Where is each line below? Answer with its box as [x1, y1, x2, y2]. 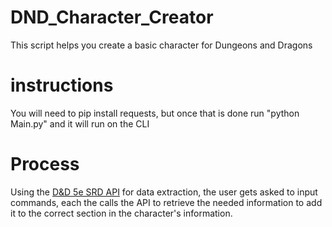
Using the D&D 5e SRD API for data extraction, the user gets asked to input [10, 186, 318, 198]
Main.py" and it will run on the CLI [10, 117, 150, 130]
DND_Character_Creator [10, 6, 214, 29]
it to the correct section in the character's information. [10, 207, 233, 219]
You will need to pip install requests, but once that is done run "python [10, 107, 300, 119]
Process [10, 153, 80, 176]
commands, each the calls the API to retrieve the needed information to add [10, 196, 323, 208]
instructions [10, 74, 114, 97]
